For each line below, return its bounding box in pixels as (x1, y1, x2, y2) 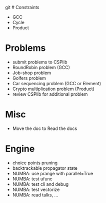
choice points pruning (12, 160, 57, 166)
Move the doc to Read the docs (12, 125, 77, 131)
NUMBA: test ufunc (12, 176, 52, 182)
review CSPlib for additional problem (12, 91, 88, 97)
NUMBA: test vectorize (12, 186, 60, 192)
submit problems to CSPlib (12, 59, 67, 65)
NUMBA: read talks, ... (12, 191, 58, 198)
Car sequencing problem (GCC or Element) (12, 80, 101, 86)
